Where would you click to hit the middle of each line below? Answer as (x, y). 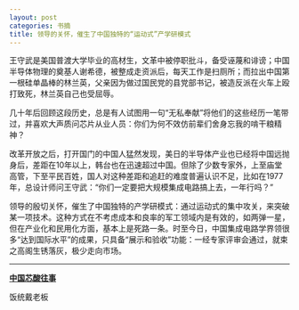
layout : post (33, 17)
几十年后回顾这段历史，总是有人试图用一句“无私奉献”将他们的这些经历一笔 (145, 113)
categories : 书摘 (40, 26)
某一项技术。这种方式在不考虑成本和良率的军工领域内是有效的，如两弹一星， (149, 217)
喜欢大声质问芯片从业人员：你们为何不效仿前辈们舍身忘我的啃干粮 (153, 124)
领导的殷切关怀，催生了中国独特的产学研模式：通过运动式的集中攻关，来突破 (149, 207)
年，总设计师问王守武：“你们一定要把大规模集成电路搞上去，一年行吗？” (141, 187)
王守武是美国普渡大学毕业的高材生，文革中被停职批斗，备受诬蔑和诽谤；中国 (149, 61)
